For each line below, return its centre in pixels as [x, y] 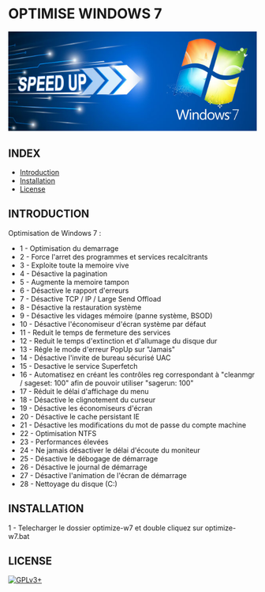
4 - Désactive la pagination [63, 273]
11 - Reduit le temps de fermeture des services [95, 332]
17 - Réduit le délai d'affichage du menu [84, 391]
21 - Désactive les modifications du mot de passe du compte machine [133, 425]
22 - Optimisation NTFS [58, 433]
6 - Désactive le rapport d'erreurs [74, 290]
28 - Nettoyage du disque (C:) [69, 484]
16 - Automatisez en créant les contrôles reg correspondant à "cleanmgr [137, 374]
